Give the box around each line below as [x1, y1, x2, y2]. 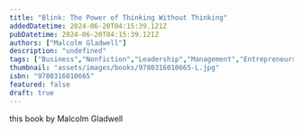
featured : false [9, 80, 70, 89]
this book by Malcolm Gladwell [9, 113, 124, 124]
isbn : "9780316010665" [9, 72, 95, 81]
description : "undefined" [9, 47, 106, 56]
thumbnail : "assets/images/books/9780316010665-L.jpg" [9, 64, 220, 73]
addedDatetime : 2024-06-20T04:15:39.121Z [9, 22, 168, 31]
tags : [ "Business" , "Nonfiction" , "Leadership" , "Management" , [9, 55, 241, 64]
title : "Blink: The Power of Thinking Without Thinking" [9, 13, 228, 22]
